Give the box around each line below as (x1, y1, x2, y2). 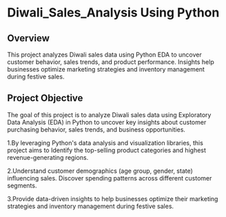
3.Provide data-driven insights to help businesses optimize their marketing (7, 194, 218, 203)
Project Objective (7, 92, 83, 104)
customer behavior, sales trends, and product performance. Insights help (7, 58, 215, 66)
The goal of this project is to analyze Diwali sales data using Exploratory (7, 110, 212, 118)
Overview (7, 32, 50, 44)
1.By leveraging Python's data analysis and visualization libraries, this (7, 138, 203, 147)
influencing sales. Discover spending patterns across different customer (7, 174, 212, 182)
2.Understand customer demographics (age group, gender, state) (7, 167, 193, 175)
